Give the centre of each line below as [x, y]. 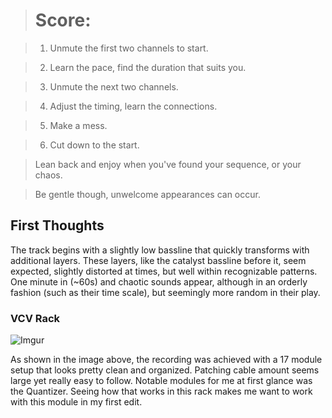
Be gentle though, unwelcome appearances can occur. [147, 194]
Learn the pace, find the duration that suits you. [148, 67]
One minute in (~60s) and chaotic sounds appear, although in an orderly [159, 281]
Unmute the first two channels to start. [129, 48]
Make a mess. [78, 125]
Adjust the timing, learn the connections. [133, 106]
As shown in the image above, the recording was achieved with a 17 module [166, 360]
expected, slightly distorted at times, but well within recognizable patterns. [164, 271]
